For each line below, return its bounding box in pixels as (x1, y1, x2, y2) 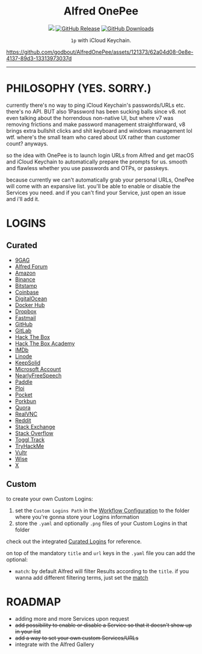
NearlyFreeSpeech (14, 372, 62, 379)
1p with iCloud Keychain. (70, 36, 132, 43)
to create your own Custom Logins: (6, 495, 93, 502)
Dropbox (14, 308, 37, 315)
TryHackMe (14, 442, 44, 449)
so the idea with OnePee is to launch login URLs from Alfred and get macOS (6, 151, 194, 159)
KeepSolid (14, 359, 41, 366)
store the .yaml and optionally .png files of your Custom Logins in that (14, 519, 188, 527)
